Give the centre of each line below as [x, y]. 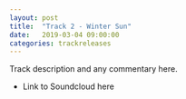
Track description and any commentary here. [94, 69]
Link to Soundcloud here [69, 86]
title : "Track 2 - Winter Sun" [70, 26]
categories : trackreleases [60, 43]
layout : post [34, 18]
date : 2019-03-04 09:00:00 [64, 35]
